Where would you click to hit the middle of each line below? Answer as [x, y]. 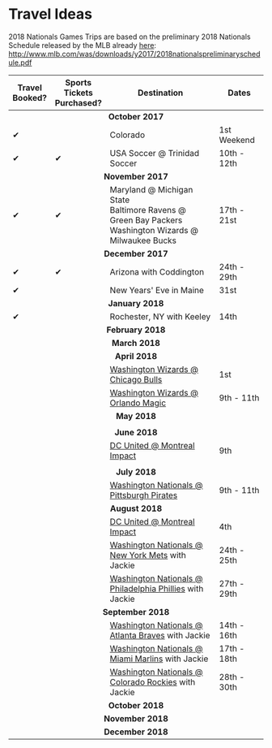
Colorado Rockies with [153, 681]
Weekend [237, 140]
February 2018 [136, 330]
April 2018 [136, 356]
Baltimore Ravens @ [148, 210]
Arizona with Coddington [157, 271]
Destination [160, 93]
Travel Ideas [51, 14]
